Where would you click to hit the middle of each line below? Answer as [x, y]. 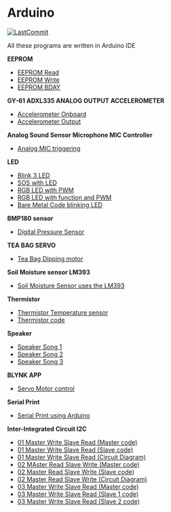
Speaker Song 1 [39, 347]
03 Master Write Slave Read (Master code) [78, 486]
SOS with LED [37, 183]
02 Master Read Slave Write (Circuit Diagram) [82, 479]
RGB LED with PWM [45, 190]
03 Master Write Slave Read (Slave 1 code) [78, 494]
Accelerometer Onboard [52, 114]
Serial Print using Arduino [53, 415]
